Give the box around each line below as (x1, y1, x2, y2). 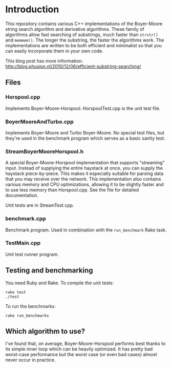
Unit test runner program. (5, 251, 59, 257)
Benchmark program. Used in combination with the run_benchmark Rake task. (5, 227, 167, 233)
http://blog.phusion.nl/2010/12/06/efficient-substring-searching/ (5, 63, 141, 69)
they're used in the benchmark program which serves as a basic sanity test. (5, 135, 165, 141)
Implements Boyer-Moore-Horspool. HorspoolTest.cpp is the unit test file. (5, 105, 161, 111)
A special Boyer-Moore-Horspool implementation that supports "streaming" (5, 160, 165, 166)
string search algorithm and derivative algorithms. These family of (5, 26, 144, 32)
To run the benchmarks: (5, 303, 56, 309)
